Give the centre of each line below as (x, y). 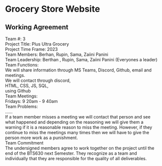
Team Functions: (22, 65)
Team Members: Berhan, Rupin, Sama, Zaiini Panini (57, 54)
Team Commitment (24, 143)
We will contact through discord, (38, 80)
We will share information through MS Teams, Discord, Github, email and (79, 70)
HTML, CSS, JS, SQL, (27, 86)
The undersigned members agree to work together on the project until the (80, 148)
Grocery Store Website (53, 9)
